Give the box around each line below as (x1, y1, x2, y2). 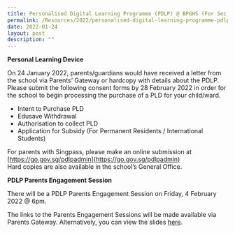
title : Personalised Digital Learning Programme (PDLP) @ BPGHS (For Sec (7, 10, 227, 17)
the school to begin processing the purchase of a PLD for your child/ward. (7, 91, 221, 100)
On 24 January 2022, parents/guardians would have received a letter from (7, 69, 222, 77)
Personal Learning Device (7, 55, 84, 63)
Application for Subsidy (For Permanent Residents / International (17, 127, 204, 135)
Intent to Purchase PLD (17, 105, 84, 113)
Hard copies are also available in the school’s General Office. (7, 163, 183, 171)
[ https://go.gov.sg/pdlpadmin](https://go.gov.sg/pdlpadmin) (7, 155, 180, 164)
